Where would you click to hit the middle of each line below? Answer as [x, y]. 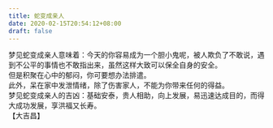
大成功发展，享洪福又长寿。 [55, 105]
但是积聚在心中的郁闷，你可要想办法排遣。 [80, 75]
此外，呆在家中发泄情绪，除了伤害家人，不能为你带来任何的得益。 [119, 85]
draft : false [30, 31]
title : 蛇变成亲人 [37, 16]
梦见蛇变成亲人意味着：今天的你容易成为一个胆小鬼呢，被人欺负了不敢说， [133, 55]
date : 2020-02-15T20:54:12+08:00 [65, 23]
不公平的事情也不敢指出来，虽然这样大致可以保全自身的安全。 [118, 65]
